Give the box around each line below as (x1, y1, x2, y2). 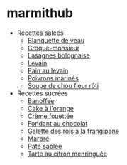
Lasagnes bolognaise (27, 51, 90, 60)
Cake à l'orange (27, 104, 74, 112)
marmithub (6, 5, 74, 21)
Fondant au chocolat (27, 119, 88, 127)
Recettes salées (16, 28, 64, 37)
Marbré (27, 134, 50, 143)
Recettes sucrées (16, 89, 68, 97)
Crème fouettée (27, 112, 74, 120)
